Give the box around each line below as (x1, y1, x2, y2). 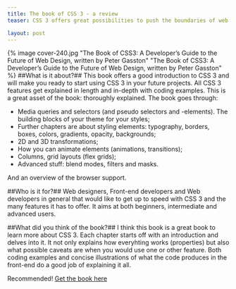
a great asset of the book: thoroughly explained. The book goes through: (7, 94, 218, 102)
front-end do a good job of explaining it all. (7, 261, 132, 269)
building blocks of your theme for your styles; (17, 115, 150, 123)
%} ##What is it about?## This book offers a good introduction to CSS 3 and (7, 71, 230, 80)
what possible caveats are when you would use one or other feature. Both (7, 246, 222, 254)
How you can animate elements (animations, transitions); (17, 145, 183, 154)
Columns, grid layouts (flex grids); (17, 152, 116, 161)
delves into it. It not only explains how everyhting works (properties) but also (7, 238, 230, 247)
